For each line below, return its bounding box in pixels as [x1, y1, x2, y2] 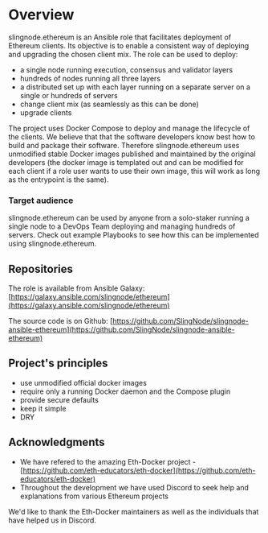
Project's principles [8, 357, 108, 370]
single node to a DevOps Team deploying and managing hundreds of [8, 221, 236, 231]
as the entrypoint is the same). [8, 175, 109, 184]
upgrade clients [19, 107, 72, 118]
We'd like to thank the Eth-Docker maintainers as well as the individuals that [8, 506, 259, 516]
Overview [8, 6, 75, 24]
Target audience [8, 195, 74, 206]
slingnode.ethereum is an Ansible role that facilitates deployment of [8, 32, 231, 42]
